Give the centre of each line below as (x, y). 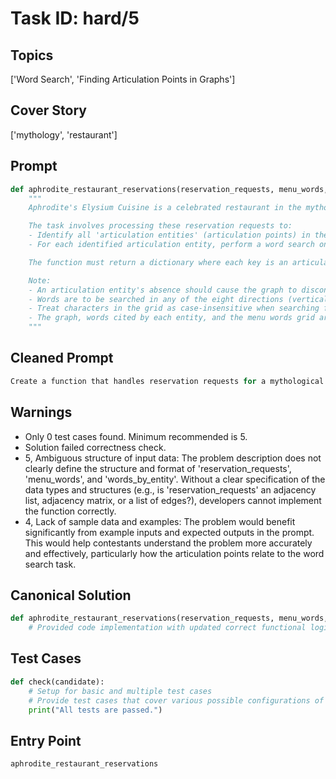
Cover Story (48, 110)
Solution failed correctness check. (95, 447)
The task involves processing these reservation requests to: (160, 226)
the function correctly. (70, 511)
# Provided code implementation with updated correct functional (167, 628)
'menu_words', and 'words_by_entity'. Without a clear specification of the (175, 479)
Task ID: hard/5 (75, 18)
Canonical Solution (71, 595)
